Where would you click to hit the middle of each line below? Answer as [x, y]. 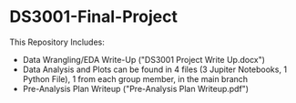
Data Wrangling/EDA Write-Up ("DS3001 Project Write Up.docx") [144, 59]
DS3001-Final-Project [93, 17]
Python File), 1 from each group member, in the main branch [135, 78]
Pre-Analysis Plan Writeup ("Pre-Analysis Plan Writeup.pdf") [135, 88]
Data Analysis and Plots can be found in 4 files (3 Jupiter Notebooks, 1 [155, 69]
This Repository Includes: [57, 42]
